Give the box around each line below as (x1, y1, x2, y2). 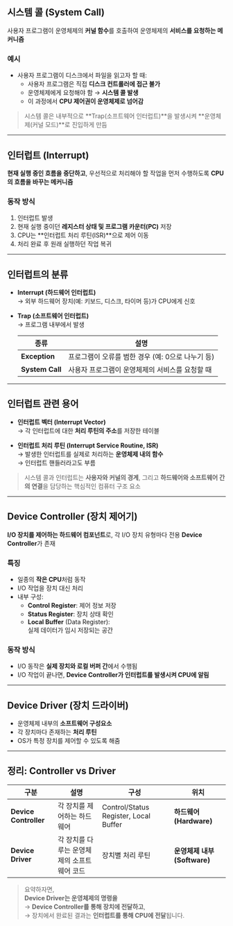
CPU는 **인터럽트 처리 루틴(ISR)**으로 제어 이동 (17, 231, 149, 239)
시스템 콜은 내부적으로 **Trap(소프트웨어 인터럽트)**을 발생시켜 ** (24, 112, 205, 120)
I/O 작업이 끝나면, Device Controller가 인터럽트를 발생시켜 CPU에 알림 (17, 671, 209, 679)
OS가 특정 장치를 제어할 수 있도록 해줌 (17, 737, 121, 745)
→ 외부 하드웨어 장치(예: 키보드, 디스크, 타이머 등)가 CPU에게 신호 (17, 297, 196, 305)
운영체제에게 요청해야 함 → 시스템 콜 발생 (27, 89, 139, 97)
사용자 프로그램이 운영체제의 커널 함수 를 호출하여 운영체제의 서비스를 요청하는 (7, 26, 216, 35)
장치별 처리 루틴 (101, 850, 151, 860)
